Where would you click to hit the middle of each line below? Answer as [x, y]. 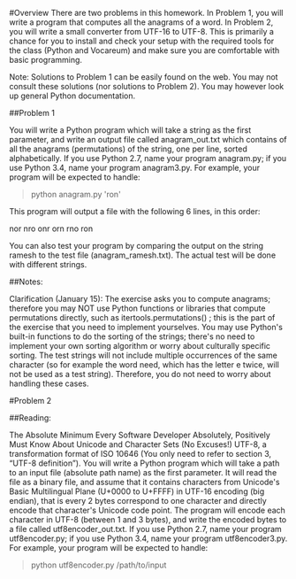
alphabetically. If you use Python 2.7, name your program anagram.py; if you [148, 158]
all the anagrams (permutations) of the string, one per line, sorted [128, 149]
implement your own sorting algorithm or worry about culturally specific [140, 346]
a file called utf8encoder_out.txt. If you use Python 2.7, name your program [146, 529]
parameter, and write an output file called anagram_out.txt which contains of [148, 139]
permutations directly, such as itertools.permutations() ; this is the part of [142, 317]
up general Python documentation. [72, 96]
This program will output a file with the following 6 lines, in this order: [135, 211]
